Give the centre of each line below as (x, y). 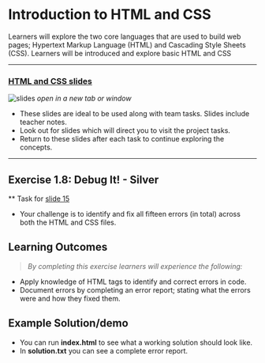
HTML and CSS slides (50, 81)
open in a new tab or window (84, 98)
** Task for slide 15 (39, 199)
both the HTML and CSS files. (68, 222)
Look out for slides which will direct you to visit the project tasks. (125, 130)
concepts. (36, 147)
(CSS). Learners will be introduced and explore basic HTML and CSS (120, 53)
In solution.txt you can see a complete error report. (103, 350)
